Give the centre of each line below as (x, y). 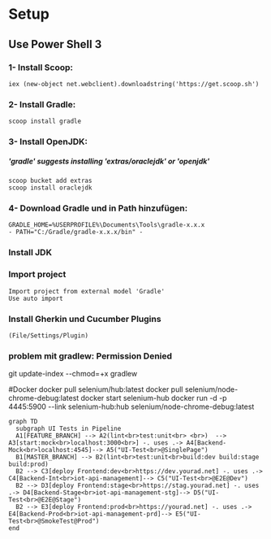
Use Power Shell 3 (55, 44)
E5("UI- (188, 514)
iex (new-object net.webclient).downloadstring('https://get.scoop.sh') (134, 84)
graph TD (23, 422)
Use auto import (36, 298)
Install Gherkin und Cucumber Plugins (85, 319)
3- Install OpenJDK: (48, 141)
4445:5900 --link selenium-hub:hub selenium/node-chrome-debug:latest (131, 406)
